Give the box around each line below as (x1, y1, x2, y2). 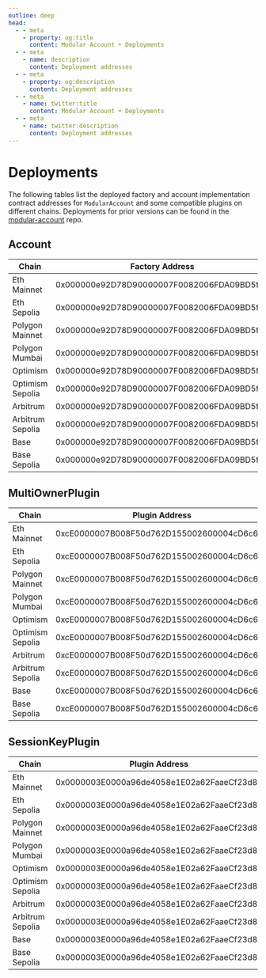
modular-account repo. (8, 214, 84, 224)
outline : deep (8, 11, 55, 20)
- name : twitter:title (22, 100, 97, 108)
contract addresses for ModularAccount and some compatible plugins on (8, 198, 243, 207)
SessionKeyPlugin (8, 735, 101, 749)
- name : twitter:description (22, 122, 119, 130)
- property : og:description (22, 78, 115, 85)
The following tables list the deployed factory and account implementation (8, 189, 251, 199)
